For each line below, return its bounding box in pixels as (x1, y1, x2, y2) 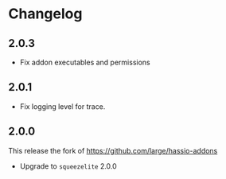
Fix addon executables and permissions (19, 57, 150, 67)
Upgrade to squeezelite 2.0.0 (19, 161, 117, 171)
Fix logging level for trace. (19, 101, 106, 111)
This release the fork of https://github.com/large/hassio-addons (8, 146, 218, 155)
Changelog (8, 5, 83, 23)
